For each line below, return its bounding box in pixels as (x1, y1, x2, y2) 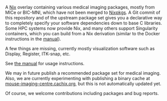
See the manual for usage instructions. (5, 61, 85, 66)
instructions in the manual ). (5, 36, 61, 42)
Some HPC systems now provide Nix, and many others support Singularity (5, 25, 158, 31)
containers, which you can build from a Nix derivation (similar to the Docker (5, 31, 161, 36)
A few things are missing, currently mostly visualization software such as (5, 46, 155, 51)
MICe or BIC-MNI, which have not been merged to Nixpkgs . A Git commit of (5, 9, 161, 15)
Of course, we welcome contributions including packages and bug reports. (5, 91, 159, 96)
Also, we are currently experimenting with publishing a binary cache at (5, 76, 151, 81)
